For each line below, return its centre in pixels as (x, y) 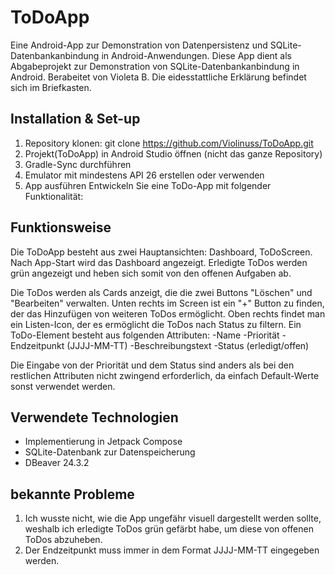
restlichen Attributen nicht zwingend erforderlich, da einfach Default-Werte (165, 375)
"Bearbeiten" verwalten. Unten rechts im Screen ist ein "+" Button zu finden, (167, 303)
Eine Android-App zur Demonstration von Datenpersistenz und (139, 45)
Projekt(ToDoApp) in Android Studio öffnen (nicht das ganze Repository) (173, 153)
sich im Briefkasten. (51, 87)
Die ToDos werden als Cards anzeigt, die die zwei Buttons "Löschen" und (161, 292)
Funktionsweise (61, 227)
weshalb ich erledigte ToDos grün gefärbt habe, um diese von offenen (169, 529)
